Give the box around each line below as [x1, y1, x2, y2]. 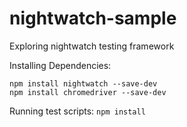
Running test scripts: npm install [9, 105, 146, 117]
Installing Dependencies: [9, 59, 112, 71]
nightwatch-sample [9, 7, 177, 30]
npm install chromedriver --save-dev [9, 87, 167, 97]
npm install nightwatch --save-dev [9, 78, 158, 89]
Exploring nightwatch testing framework [9, 40, 175, 52]
